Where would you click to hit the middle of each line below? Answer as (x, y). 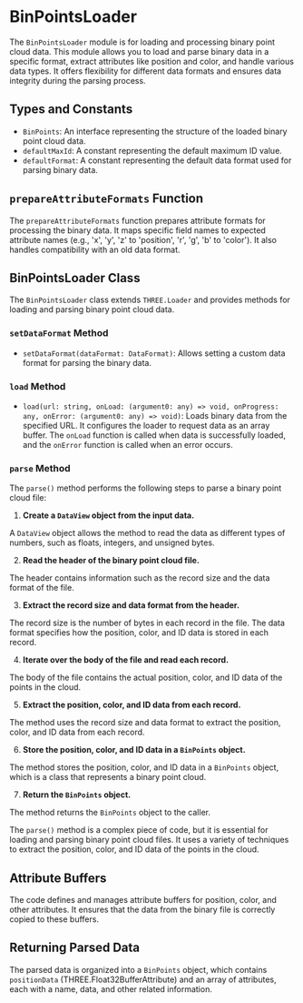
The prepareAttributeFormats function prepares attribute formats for (137, 220)
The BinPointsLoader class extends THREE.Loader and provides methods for (150, 300)
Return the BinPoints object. (77, 795)
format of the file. (42, 588)
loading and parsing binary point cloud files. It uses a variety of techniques (149, 840)
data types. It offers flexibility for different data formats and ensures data (146, 71)
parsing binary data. (60, 169)
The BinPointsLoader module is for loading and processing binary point (142, 42)
